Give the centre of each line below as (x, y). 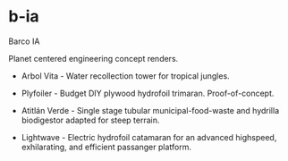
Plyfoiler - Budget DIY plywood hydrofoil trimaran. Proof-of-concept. (148, 93)
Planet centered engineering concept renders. (93, 58)
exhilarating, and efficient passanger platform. (106, 147)
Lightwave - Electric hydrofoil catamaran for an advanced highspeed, (149, 137)
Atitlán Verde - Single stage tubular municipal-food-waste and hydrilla (150, 110)
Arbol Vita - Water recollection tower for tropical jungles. (125, 76)
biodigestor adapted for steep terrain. (90, 120)
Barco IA (24, 41)
